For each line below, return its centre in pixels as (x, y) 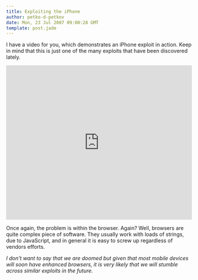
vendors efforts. (26, 247)
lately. (13, 57)
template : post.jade (32, 28)
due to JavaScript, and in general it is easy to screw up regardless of (90, 241)
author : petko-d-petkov (35, 17)
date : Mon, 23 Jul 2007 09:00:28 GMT (52, 22)
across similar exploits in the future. (49, 271)
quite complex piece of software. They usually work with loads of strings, (95, 234)
